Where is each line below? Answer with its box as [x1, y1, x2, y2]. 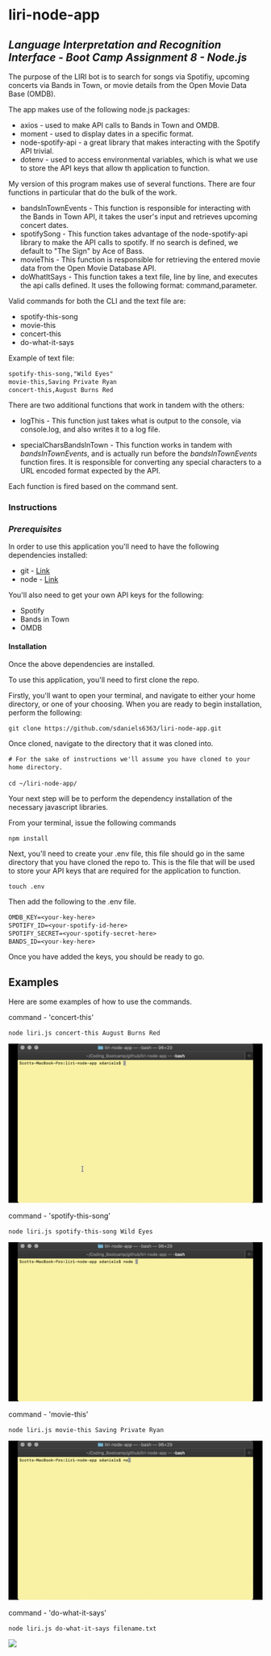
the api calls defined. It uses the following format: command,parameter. [19, 280, 258, 290]
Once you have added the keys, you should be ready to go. [8, 952, 205, 962]
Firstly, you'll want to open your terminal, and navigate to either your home [8, 691, 256, 701]
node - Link [19, 575, 59, 584]
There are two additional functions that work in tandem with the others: [8, 400, 244, 410]
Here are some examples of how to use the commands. [8, 997, 192, 1007]
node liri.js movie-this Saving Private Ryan [8, 1426, 164, 1435]
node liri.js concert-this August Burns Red [8, 1029, 161, 1038]
